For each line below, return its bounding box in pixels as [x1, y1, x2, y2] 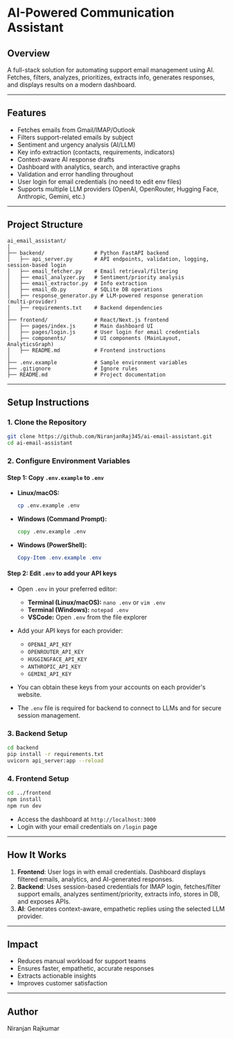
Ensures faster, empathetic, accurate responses [17, 965, 155, 973]
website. [17, 691, 42, 699]
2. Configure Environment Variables [7, 456, 130, 465]
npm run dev [7, 802, 42, 810]
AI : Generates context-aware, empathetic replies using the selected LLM [17, 904, 225, 912]
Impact [7, 939, 38, 951]
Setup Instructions [7, 396, 89, 408]
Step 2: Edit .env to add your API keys [7, 569, 117, 578]
